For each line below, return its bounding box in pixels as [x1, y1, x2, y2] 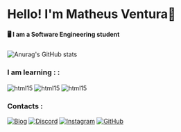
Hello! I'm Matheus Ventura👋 [7, 6, 176, 22]
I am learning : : [7, 67, 60, 77]
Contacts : [7, 101, 43, 110]
